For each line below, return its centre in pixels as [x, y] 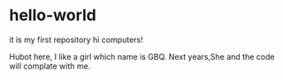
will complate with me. [50, 66]
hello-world [53, 15]
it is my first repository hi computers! [76, 40]
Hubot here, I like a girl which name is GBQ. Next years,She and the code [142, 56]
